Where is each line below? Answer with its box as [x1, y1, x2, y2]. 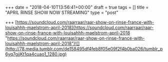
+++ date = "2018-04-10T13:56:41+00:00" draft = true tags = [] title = [5, 4, 149, 10]
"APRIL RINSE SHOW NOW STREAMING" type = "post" [5, 9, 118, 15]
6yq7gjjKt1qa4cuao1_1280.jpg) [5, 51, 67, 57]
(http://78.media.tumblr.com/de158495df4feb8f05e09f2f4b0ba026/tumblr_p [5, 46, 163, 51]
